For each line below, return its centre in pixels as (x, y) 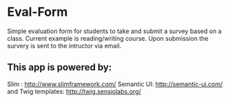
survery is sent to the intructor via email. (64, 45)
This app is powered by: (60, 67)
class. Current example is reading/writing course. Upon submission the (108, 38)
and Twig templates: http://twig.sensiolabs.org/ (74, 91)
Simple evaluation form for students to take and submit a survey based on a (114, 31)
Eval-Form (38, 12)
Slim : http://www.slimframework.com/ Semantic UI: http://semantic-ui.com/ (115, 84)
